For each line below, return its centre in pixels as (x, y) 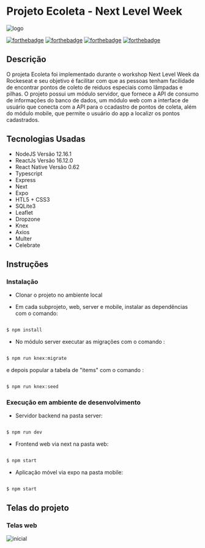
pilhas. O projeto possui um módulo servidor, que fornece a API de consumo (102, 94)
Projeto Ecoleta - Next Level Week (94, 11)
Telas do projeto (38, 508)
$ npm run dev (24, 432)
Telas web (22, 525)
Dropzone (28, 219)
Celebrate (28, 245)
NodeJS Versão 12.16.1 (43, 154)
